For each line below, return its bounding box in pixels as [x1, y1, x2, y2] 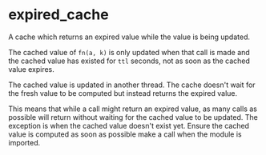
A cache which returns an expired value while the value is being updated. [8, 32, 251, 42]
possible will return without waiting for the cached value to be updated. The [8, 112, 258, 121]
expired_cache [8, 6, 110, 24]
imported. [8, 137, 41, 147]
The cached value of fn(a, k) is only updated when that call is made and [8, 47, 250, 57]
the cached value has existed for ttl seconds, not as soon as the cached [8, 56, 251, 66]
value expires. [8, 64, 54, 74]
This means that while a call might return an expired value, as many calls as [8, 104, 258, 113]
